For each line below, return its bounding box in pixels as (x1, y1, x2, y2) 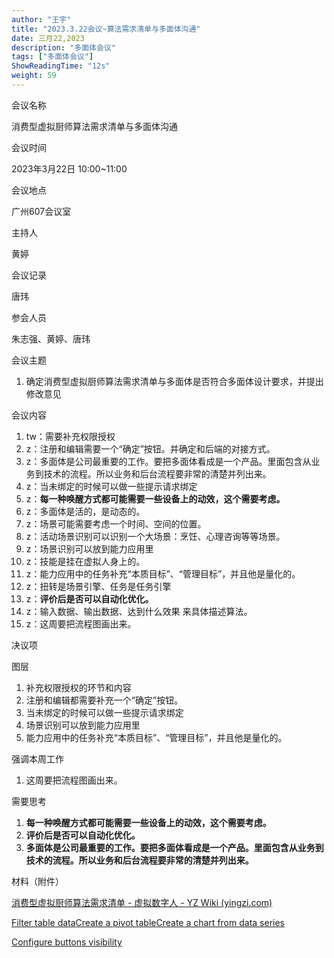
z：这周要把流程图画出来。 (25, 617, 137, 630)
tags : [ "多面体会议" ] (11, 52, 94, 62)
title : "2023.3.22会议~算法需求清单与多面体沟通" (11, 24, 201, 34)
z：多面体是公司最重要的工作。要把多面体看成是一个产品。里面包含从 (25, 455, 312, 467)
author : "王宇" (11, 14, 72, 25)
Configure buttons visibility (11, 936, 123, 948)
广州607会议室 (11, 205, 72, 217)
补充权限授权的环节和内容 (25, 681, 132, 693)
